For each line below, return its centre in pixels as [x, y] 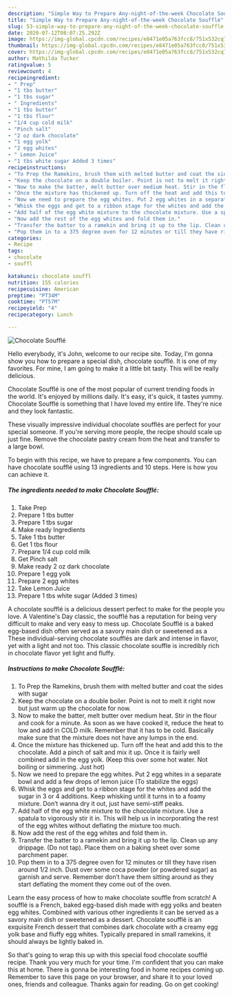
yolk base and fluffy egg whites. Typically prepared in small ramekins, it [109, 934]
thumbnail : [23, 46]
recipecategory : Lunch [40, 315]
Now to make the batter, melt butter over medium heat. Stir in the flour [117, 716]
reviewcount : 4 [30, 71]
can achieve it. [29, 474]
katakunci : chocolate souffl [50, 276]
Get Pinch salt [38, 559]
